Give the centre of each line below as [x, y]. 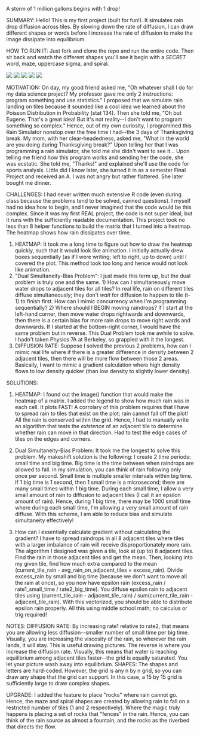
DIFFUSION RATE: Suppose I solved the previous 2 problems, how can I [103, 346]
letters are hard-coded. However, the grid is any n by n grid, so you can [94, 670]
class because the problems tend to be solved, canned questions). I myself [99, 201]
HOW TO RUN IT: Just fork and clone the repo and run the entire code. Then [100, 51]
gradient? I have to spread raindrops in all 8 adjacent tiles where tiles [99, 538]
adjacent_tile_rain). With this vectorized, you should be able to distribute [104, 602]
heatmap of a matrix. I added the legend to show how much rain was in [102, 401]
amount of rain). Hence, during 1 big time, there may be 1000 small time [103, 501]
